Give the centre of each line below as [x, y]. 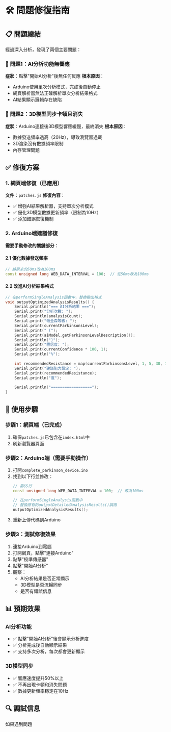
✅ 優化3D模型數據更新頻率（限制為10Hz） [57, 213]
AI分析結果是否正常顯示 [45, 578]
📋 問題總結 [23, 34]
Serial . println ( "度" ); [38, 378]
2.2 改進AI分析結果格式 [30, 286]
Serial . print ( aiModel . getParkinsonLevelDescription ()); [75, 335]
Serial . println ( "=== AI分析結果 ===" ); [55, 307]
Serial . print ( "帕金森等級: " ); [46, 321]
